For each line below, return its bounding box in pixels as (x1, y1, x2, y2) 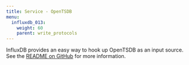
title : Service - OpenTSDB (6, 8, 72, 15)
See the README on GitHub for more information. (6, 53, 126, 60)
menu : (6, 14, 19, 20)
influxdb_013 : (11, 19, 46, 25)
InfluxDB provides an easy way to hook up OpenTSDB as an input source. (6, 46, 184, 53)
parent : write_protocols (16, 30, 77, 36)
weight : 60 (16, 25, 43, 31)
